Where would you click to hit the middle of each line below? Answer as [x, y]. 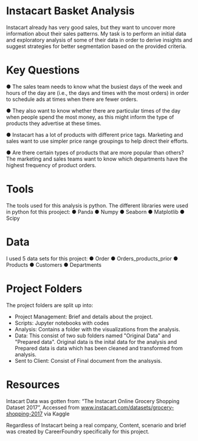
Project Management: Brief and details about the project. [84, 317]
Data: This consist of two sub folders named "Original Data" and [93, 335]
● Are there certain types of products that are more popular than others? [95, 152]
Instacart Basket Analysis [70, 11]
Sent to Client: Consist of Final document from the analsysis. [88, 360]
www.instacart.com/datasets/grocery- [127, 407]
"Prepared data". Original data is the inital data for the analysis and [96, 341]
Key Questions [43, 70]
